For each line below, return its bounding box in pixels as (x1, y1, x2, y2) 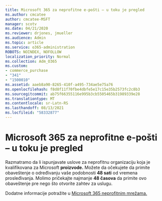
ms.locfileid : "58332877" (5, 110, 59, 116)
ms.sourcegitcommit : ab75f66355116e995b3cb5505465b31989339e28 (5, 91, 140, 96)
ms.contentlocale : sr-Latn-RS (5, 101, 69, 106)
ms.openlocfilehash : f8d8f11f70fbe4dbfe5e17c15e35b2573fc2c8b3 (5, 86, 140, 92)
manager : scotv (5, 21, 37, 27)
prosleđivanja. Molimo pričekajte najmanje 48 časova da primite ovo (5, 175, 147, 181)
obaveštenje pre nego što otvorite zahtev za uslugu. (5, 180, 113, 186)
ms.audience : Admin (5, 36, 46, 41)
